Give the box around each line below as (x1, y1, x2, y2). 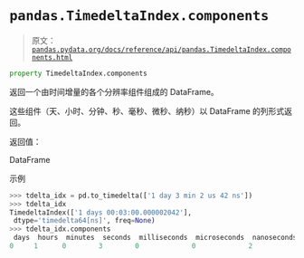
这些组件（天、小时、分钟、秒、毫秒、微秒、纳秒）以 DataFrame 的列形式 (9, 105, 285, 116)
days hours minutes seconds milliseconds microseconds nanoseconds (13, 234, 298, 243)
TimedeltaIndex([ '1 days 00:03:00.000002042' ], (9, 207, 193, 217)
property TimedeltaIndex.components (9, 69, 147, 78)
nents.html (31, 53, 73, 62)
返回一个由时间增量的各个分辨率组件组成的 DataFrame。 (9, 86, 219, 97)
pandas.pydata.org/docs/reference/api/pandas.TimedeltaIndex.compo (31, 44, 291, 54)
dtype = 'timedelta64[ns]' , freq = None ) (13, 216, 156, 225)
